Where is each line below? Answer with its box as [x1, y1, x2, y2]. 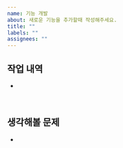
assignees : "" [7, 36, 48, 43]
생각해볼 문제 [7, 116, 60, 128]
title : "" [7, 23, 36, 30]
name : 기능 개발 [7, 10, 48, 17]
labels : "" [7, 29, 39, 36]
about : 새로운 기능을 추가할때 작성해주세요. [7, 17, 117, 23]
